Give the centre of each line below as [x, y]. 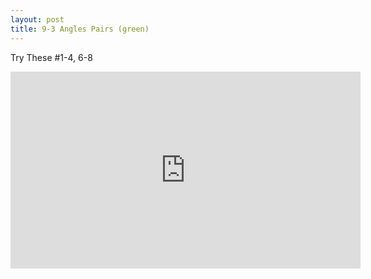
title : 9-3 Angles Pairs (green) [80, 29]
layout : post [37, 19]
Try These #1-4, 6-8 [51, 57]
